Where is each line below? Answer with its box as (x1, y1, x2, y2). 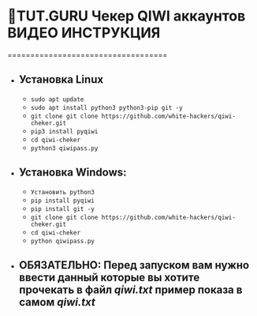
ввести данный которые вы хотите (18, 270, 200, 284)
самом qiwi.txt (18, 295, 95, 309)
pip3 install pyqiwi (30, 127, 99, 135)
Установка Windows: (18, 166, 127, 179)
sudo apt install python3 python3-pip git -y (30, 103, 183, 111)
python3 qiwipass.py (30, 144, 99, 152)
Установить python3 (30, 188, 95, 196)
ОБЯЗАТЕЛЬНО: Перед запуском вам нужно (18, 258, 250, 272)
